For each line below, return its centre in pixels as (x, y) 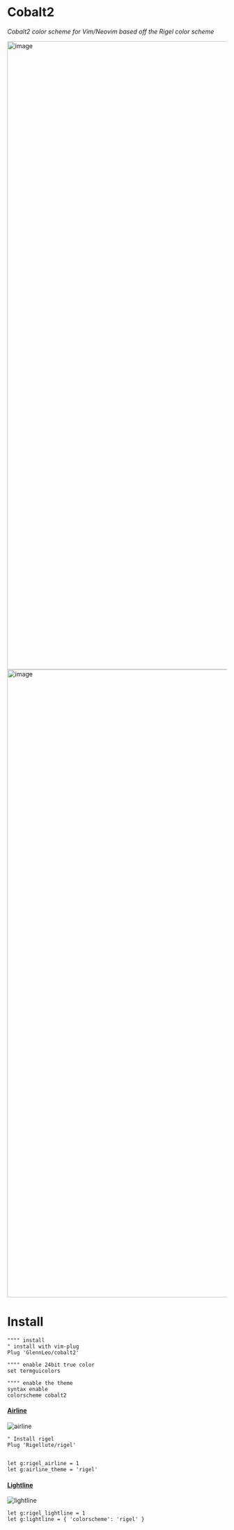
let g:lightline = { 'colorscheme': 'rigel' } (76, 1520)
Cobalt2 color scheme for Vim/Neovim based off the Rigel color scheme (111, 31)
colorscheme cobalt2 (37, 1395)
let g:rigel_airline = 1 (43, 1464)
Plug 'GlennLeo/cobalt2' (43, 1352)
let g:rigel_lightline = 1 (46, 1513)
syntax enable (28, 1389)
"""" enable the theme (40, 1383)
